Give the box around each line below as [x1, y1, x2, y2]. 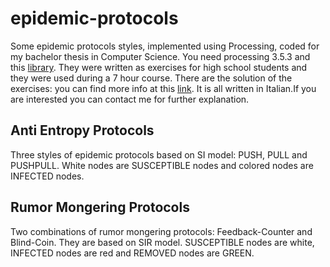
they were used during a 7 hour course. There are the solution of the [10, 72, 293, 84]
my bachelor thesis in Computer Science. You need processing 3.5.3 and [10, 50, 311, 62]
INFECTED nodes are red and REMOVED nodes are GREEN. [10, 247, 255, 259]
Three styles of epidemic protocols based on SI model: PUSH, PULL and [10, 148, 308, 161]
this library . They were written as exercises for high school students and [10, 61, 308, 73]
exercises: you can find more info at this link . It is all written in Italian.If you [10, 82, 317, 94]
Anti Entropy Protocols [10, 122, 155, 139]
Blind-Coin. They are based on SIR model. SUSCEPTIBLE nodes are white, [10, 236, 315, 248]
